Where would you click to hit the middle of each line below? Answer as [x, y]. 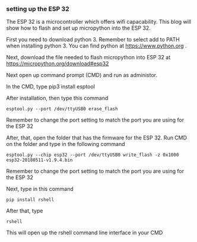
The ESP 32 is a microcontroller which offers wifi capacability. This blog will [99, 22]
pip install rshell [30, 200]
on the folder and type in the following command [66, 144]
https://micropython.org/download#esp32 [58, 63]
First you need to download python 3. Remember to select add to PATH [93, 40]
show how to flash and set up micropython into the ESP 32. [79, 28]
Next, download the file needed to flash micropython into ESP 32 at [88, 58]
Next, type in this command [40, 189]
